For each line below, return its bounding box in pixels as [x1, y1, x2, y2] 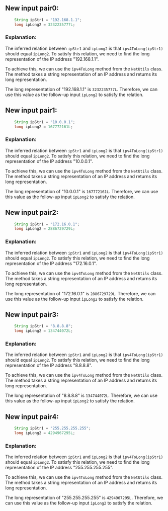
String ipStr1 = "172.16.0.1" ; [14, 221, 80, 227]
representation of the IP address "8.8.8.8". [5, 362, 93, 369]
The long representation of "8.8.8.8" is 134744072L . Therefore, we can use [5, 392, 157, 399]
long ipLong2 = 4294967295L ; [14, 431, 75, 436]
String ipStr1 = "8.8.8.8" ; [14, 324, 73, 329]
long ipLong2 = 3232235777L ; [14, 22, 75, 27]
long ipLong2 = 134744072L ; [14, 328, 73, 333]
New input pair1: [5, 106, 57, 115]
